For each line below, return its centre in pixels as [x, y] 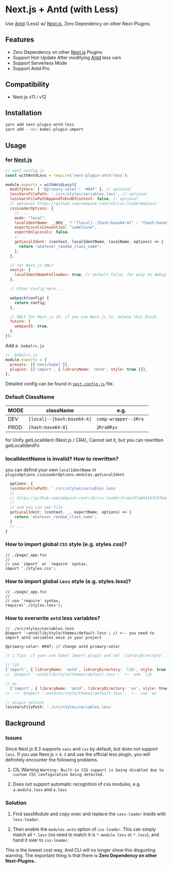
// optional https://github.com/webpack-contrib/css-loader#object [83, 204]
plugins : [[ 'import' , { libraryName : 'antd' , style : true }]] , [79, 369]
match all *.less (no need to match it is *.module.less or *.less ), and [86, 835]
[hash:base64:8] [48, 427]
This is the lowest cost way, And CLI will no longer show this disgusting [80, 850]
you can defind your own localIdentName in [51, 470]
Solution [16, 802]
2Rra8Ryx [107, 427]
